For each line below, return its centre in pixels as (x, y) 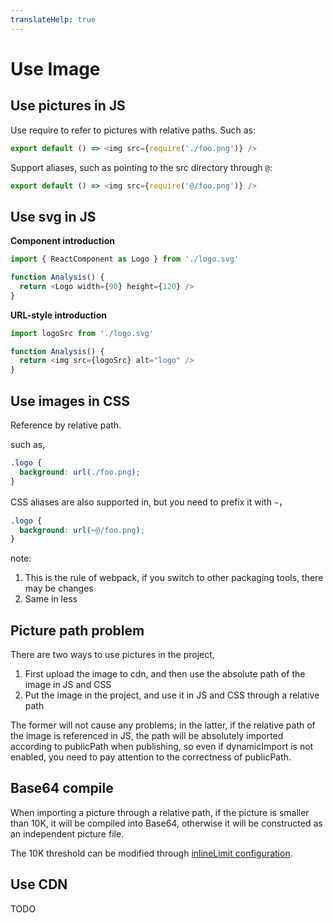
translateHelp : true (53, 19)
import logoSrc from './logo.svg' (82, 333)
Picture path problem (77, 630)
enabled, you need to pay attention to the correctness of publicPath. (151, 757)
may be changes (59, 588)
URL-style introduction (58, 315)
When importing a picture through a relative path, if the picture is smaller (160, 812)
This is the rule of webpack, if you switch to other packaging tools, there (174, 578)
